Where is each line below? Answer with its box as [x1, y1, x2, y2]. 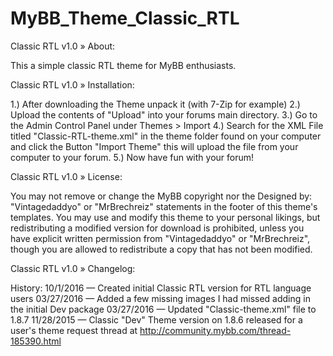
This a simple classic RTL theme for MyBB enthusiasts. [10, 59, 237, 71]
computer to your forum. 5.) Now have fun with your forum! [10, 151, 255, 163]
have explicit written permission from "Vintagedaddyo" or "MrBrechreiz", [10, 232, 311, 244]
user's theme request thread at [10, 324, 138, 336]
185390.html [10, 335, 62, 347]
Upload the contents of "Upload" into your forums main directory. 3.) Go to [10, 108, 318, 121]
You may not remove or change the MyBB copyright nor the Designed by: [10, 190, 313, 202]
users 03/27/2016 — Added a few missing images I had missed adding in [10, 292, 311, 304]
